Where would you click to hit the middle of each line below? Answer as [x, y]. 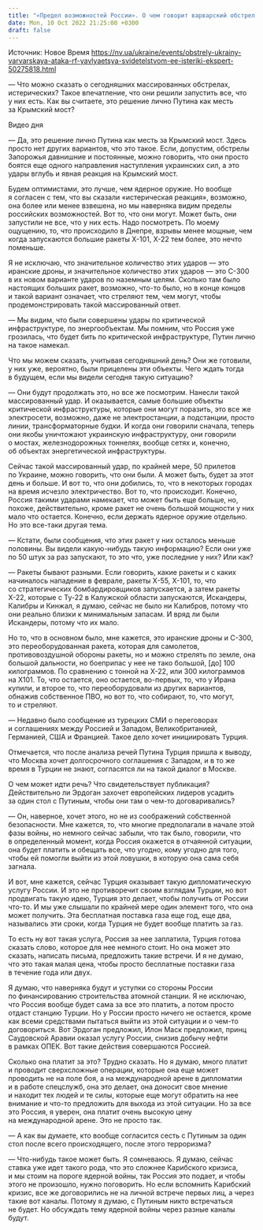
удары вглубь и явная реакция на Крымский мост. [93, 173]
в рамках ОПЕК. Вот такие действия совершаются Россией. [109, 1046]
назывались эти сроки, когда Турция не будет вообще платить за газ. [126, 924]
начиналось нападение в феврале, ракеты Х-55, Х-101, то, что [112, 581]
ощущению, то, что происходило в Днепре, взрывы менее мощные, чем [130, 231]
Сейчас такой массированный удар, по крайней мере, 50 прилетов [122, 467]
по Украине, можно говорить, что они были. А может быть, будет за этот [131, 475]
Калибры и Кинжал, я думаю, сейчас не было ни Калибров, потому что [128, 606]
